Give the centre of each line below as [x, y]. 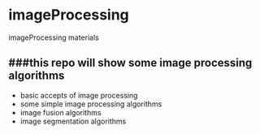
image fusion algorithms [61, 112]
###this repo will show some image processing [130, 63]
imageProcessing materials [54, 37]
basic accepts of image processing [79, 95]
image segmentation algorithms [73, 121]
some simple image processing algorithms [91, 104]
